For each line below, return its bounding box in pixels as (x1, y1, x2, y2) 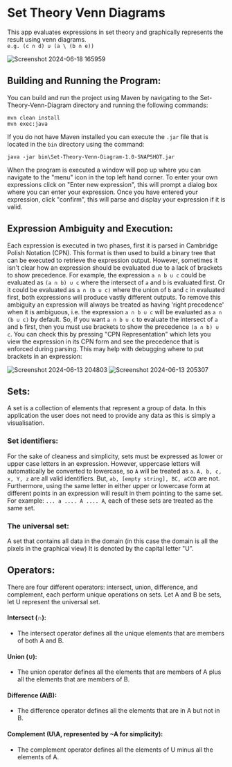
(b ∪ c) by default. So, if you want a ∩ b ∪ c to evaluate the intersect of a (7, 315, 218, 323)
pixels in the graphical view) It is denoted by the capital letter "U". (7, 544, 194, 552)
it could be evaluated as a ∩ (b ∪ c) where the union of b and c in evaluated (7, 285, 225, 293)
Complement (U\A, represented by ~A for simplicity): (7, 729, 163, 738)
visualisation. (7, 419, 45, 427)
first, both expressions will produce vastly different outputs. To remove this (7, 293, 222, 301)
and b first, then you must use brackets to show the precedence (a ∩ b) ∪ (7, 322, 220, 331)
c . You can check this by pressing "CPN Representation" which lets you (7, 330, 211, 338)
